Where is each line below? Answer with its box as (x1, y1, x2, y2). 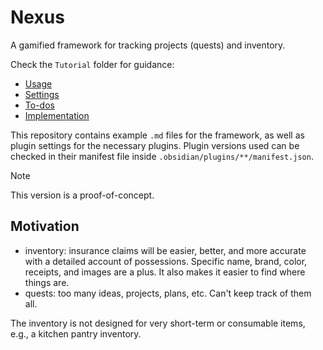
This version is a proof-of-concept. (10, 189, 155, 201)
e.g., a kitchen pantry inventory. (10, 327, 142, 340)
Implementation (24, 109, 90, 121)
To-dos (24, 99, 55, 111)
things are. (24, 276, 70, 288)
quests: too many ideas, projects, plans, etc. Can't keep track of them (24, 287, 312, 299)
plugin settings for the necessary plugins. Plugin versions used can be (10, 139, 300, 151)
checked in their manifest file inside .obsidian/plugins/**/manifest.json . (10, 150, 314, 162)
